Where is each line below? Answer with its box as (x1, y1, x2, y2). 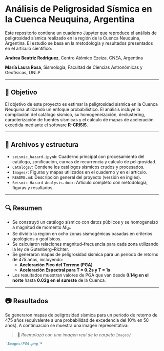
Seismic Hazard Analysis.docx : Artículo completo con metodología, (12, 179, 148, 185)
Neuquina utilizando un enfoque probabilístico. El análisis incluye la (5, 106, 141, 112)
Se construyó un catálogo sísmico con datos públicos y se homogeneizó (12, 219, 159, 225)
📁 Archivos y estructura (5, 140, 79, 149)
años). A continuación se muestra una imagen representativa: (5, 322, 129, 328)
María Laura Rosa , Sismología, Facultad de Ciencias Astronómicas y (5, 64, 143, 70)
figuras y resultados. (12, 184, 54, 191)
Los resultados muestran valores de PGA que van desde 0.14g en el (12, 272, 149, 278)
